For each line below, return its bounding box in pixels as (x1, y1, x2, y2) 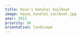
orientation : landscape (5, 25, 53, 30)
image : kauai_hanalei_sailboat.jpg (5, 12, 77, 16)
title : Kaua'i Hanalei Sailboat (5, 7, 70, 12)
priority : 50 (5, 20, 31, 25)
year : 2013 (5, 16, 27, 21)
